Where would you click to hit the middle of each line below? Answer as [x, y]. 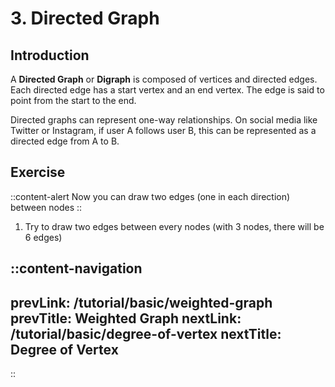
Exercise [38, 172]
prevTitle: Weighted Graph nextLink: [126, 318]
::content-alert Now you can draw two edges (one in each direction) [150, 196]
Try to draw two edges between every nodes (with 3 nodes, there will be [174, 226]
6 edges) [43, 237]
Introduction [50, 55]
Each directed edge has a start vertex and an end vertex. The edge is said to [167, 90]
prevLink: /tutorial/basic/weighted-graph [141, 302]
